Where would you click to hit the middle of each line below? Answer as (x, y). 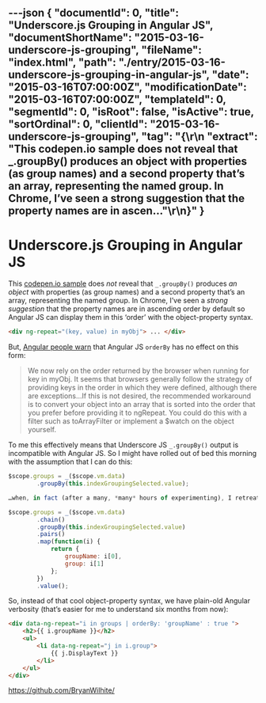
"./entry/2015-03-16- (172, 63)
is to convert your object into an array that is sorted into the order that (141, 405)
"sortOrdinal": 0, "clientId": (78, 125)
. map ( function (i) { (69, 541)
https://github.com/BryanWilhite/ (61, 690)
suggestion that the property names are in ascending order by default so (127, 309)
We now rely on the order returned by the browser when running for (138, 370)
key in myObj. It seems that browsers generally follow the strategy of (140, 379)
